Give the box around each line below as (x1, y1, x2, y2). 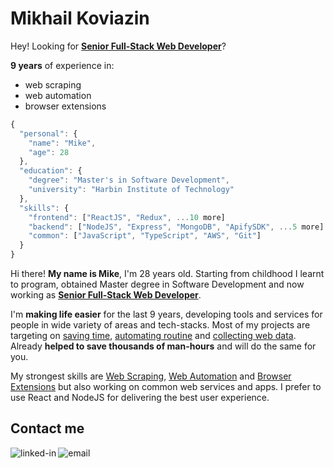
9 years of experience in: (10, 59, 115, 71)
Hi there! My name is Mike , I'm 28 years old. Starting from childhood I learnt (10, 268, 325, 280)
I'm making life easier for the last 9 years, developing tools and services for (10, 308, 323, 321)
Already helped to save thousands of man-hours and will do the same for (10, 340, 317, 352)
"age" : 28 (28, 147, 70, 157)
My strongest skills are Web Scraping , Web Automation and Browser (10, 370, 292, 382)
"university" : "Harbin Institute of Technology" (28, 185, 235, 195)
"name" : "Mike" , (28, 138, 97, 148)
